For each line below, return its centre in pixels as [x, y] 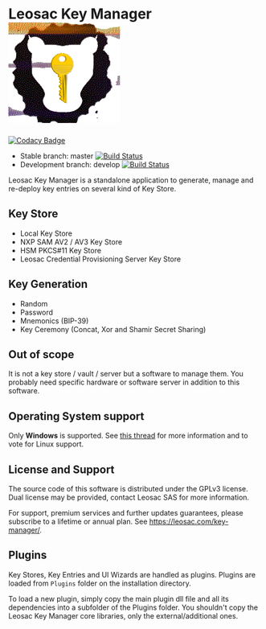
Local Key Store [46, 233]
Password [37, 312]
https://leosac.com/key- [189, 521]
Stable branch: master [57, 156]
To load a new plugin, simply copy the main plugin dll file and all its [119, 598]
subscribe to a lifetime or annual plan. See [78, 521]
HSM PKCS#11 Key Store [61, 250]
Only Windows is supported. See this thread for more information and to [128, 436]
